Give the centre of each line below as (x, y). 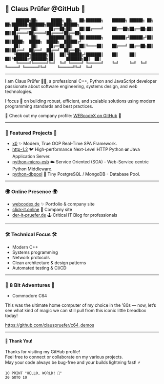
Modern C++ (25, 247)
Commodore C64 (30, 296)
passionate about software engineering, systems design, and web (71, 86)
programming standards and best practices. (49, 106)
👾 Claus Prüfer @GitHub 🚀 (45, 9)
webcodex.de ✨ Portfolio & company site (53, 204)
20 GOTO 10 (16, 378)
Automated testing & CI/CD (39, 268)
